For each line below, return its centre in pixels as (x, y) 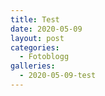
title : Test (35, 19)
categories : (35, 47)
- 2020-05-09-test (58, 76)
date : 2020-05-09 (46, 29)
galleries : (33, 66)
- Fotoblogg (44, 57)
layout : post (37, 38)
